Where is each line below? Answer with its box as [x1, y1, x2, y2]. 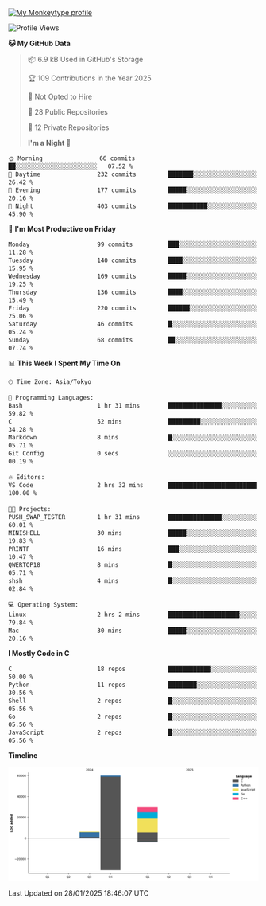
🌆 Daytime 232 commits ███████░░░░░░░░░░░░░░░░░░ [8, 170, 258, 178]
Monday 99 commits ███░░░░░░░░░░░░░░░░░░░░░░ [8, 240, 258, 248]
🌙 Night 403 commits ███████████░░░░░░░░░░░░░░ [8, 202, 258, 210]
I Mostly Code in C [8, 649, 70, 658]
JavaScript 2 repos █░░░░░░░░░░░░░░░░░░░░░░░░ [8, 728, 258, 736]
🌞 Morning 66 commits [8, 154, 136, 162]
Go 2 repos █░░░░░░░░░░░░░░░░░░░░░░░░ [8, 713, 258, 721]
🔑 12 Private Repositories [27, 123, 110, 132]
